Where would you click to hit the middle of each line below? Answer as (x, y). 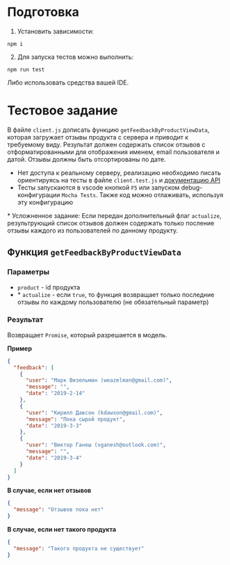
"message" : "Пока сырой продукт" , (76, 419)
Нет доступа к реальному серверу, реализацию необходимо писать (119, 172)
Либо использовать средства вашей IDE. (68, 82)
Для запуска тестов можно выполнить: (75, 57)
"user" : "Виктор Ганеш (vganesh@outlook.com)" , (96, 445)
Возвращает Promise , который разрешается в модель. (87, 335)
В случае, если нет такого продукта (62, 530)
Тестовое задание (63, 111)
